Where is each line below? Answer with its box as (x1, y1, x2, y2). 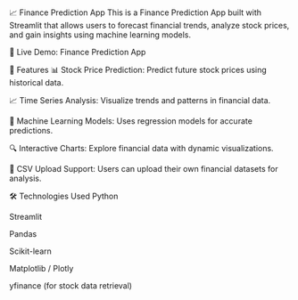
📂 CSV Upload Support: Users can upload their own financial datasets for (9, 164, 278, 174)
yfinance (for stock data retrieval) (9, 280, 132, 291)
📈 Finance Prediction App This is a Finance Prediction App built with (9, 7, 261, 18)
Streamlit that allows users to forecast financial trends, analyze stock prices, (9, 20, 290, 30)
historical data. (9, 77, 64, 87)
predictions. (9, 126, 54, 135)
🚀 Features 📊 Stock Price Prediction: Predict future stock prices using (9, 65, 268, 75)
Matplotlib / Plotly (9, 264, 74, 273)
